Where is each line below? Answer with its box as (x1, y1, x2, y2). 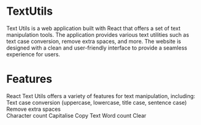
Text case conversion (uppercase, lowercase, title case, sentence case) (6, 99, 188, 106)
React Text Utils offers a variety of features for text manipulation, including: (6, 92, 196, 99)
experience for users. (6, 50, 60, 58)
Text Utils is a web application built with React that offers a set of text (6, 25, 181, 32)
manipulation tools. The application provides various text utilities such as (6, 31, 189, 38)
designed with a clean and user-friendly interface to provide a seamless (6, 44, 188, 51)
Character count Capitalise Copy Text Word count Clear (6, 112, 147, 119)
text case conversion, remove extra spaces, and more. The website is (6, 37, 181, 45)
